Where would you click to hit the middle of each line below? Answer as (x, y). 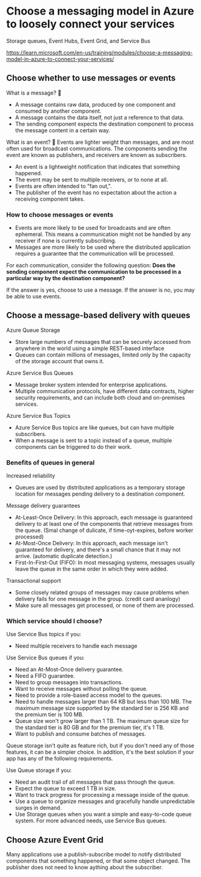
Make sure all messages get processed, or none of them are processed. (105, 605)
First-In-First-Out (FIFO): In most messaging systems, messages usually (105, 563)
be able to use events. (34, 297)
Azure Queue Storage (33, 330)
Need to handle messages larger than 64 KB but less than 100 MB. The (104, 702)
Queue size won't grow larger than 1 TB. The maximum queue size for (102, 721)
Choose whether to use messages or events (91, 78)
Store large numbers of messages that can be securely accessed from (103, 341)
